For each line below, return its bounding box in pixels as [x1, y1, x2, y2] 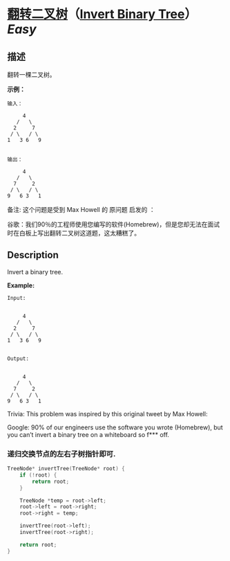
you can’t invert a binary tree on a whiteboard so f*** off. [7, 430, 169, 438]
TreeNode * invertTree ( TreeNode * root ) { [7, 465, 126, 472]
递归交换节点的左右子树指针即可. [7, 449, 116, 458]
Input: [7, 294, 26, 301]
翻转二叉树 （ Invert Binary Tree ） [7, 6, 197, 22]
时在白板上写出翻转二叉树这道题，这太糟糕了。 [7, 229, 140, 237]
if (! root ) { [19, 472, 57, 479]
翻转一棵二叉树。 [7, 71, 56, 78]
